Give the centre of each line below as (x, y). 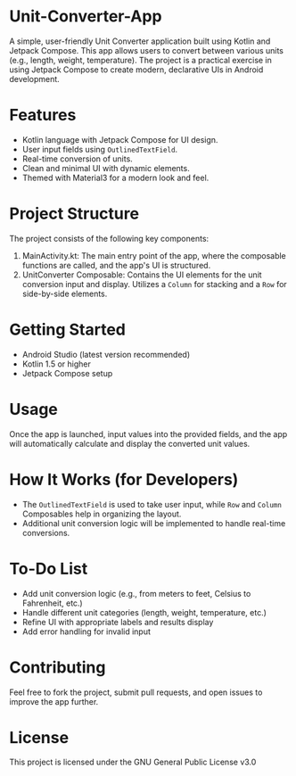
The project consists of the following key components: (109, 238)
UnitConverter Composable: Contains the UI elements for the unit (142, 275)
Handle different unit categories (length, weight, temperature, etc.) (144, 612)
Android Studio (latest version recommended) (106, 354)
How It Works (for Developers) (124, 479)
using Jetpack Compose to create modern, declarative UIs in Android (136, 70)
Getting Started (68, 330)
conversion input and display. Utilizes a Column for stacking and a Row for (154, 284)
